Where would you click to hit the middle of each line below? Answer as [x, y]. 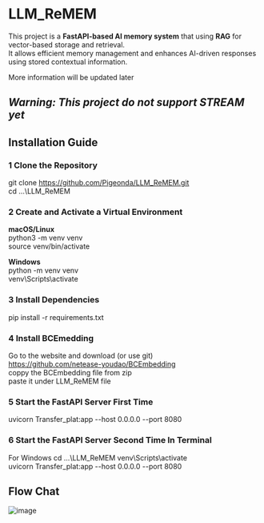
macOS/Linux [31, 229]
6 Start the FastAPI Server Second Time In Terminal [110, 440]
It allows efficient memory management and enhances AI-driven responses [132, 53]
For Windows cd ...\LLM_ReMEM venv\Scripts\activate [98, 457]
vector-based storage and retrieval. [67, 44]
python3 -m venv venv [46, 238]
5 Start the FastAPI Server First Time [81, 402]
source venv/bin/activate [49, 246]
